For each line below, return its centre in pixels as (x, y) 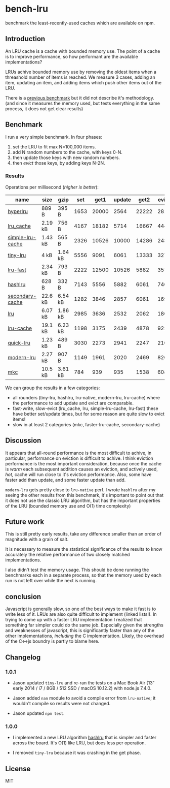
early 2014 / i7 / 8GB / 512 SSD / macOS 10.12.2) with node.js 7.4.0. (82, 688)
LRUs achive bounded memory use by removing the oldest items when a (81, 72)
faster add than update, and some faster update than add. (66, 480)
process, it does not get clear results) (44, 108)
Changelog (23, 657)
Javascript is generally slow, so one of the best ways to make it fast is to (81, 609)
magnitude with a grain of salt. (37, 540)
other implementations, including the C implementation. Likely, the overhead (85, 636)
